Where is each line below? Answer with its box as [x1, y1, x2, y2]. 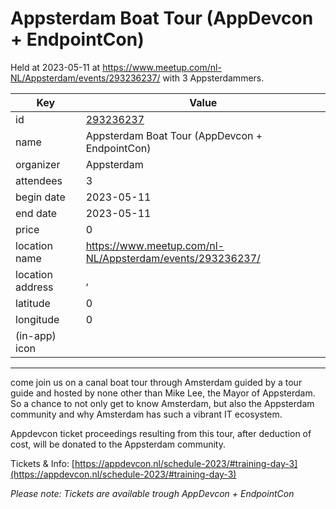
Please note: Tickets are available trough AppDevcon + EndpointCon [10, 487, 295, 499]
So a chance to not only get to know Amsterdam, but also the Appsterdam [10, 397, 315, 409]
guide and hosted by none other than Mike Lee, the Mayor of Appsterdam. [10, 387, 316, 399]
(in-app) [15, 328, 57, 342]
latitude [15, 296, 51, 310]
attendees [15, 173, 63, 187]
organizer [15, 157, 61, 171]
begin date [15, 190, 66, 204]
